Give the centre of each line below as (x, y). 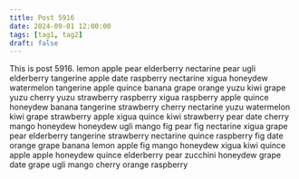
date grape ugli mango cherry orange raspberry (99, 165)
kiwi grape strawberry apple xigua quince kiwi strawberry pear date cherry (149, 117)
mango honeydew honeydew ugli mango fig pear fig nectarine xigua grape (149, 127)
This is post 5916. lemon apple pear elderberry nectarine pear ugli (133, 69)
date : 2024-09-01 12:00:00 (60, 26)
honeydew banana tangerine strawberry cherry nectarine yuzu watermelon (150, 107)
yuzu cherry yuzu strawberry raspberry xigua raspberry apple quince (139, 98)
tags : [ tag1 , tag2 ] (46, 34)
